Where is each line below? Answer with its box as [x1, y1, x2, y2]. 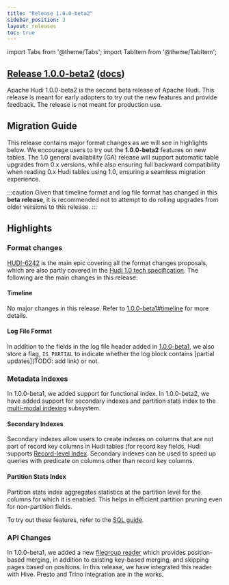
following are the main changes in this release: [7, 273, 138, 282]
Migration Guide [7, 121, 77, 132]
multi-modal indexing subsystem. [7, 404, 101, 412]
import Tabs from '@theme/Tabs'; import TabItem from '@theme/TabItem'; [7, 48, 217, 56]
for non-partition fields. [7, 502, 73, 510]
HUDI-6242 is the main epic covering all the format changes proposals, [7, 258, 208, 267]
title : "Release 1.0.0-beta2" [7, 10, 94, 17]
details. [7, 311, 28, 319]
